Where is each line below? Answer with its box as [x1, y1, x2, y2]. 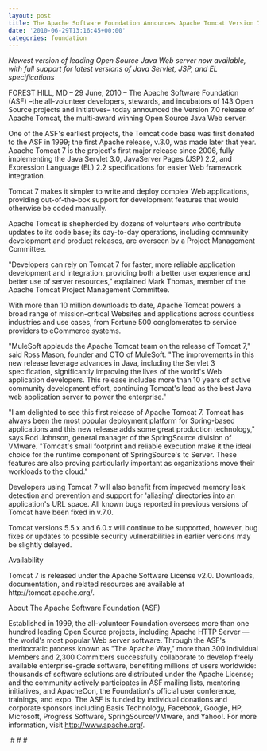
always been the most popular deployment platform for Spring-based [8, 416, 236, 426]
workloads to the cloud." [8, 467, 89, 476]
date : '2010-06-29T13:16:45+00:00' [8, 26, 126, 34]
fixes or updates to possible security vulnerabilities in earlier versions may [8, 531, 251, 542]
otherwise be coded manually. [8, 204, 107, 213]
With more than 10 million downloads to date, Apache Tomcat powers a [8, 300, 241, 311]
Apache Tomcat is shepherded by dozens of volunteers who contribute [8, 219, 242, 229]
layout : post [8, 11, 52, 20]
